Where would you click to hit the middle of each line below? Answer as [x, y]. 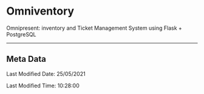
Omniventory [40, 11]
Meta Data [26, 59]
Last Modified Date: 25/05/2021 [46, 73]
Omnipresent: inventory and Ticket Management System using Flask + [94, 28]
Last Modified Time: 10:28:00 [43, 86]
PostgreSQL [21, 34]
